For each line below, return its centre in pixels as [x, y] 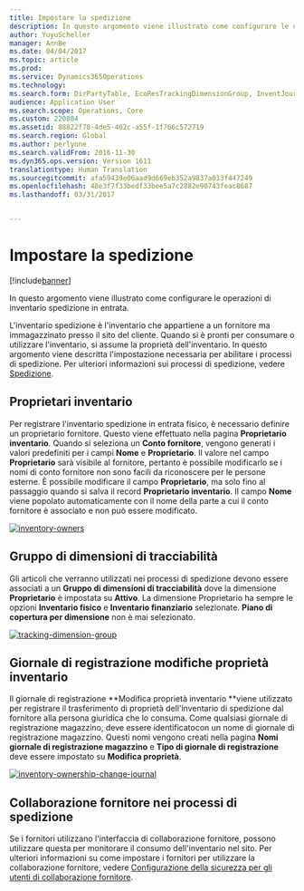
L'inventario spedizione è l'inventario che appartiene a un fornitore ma [140, 325]
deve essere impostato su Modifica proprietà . [95, 757]
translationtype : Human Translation [78, 169]
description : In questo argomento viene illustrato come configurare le [149, 26]
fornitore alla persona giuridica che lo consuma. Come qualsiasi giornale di [148, 718]
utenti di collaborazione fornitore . [71, 877]
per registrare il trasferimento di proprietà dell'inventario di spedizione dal [147, 709]
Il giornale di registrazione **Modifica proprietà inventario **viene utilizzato [151, 699]
